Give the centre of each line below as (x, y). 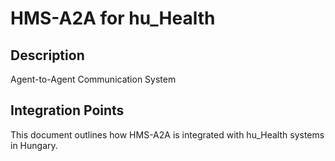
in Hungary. (34, 145)
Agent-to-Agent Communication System (93, 79)
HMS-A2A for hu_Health (113, 18)
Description (47, 55)
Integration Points (67, 110)
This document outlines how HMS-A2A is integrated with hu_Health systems (167, 134)
